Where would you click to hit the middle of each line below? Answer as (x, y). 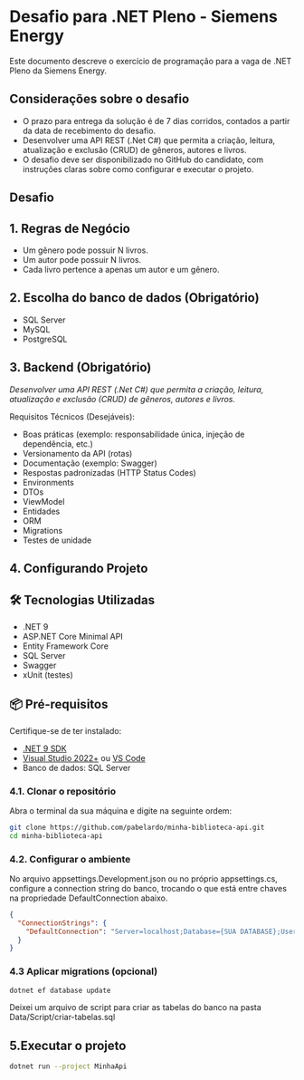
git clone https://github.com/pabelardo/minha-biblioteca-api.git (137, 827)
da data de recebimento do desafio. (89, 130)
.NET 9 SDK (44, 748)
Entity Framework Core (65, 646)
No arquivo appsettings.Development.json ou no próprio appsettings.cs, (143, 878)
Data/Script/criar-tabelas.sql (62, 1017)
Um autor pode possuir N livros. (82, 259)
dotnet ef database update (60, 990)
